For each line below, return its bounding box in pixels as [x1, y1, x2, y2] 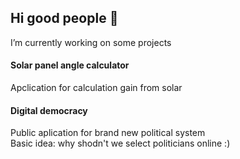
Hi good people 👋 [10, 10, 119, 27]
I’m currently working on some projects [10, 36, 172, 48]
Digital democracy [10, 104, 88, 116]
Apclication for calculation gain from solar [10, 82, 183, 94]
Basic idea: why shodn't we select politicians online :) [10, 137, 231, 150]
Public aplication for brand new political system [10, 127, 206, 139]
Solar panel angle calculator [10, 59, 130, 71]
